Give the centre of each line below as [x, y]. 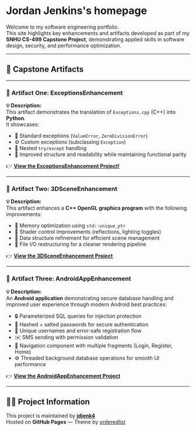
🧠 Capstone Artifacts [45, 69]
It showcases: [23, 124]
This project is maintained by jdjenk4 [50, 416]
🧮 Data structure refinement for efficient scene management [87, 238]
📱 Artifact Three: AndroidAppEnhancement [69, 279]
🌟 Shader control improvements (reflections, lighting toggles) [88, 232]
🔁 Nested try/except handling [50, 148]
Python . [16, 119]
